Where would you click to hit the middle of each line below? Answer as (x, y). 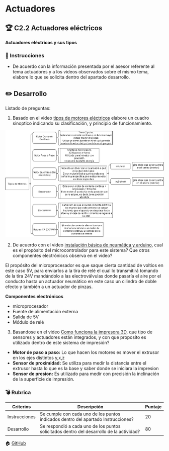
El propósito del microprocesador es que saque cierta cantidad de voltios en (84, 265)
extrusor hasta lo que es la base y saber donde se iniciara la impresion (86, 369)
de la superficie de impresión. (43, 379)
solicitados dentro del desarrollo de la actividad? (90, 432)
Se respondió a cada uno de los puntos (80, 426)
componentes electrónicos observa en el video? (62, 256)
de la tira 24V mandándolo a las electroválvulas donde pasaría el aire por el (83, 276)
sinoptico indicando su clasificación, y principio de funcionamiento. (82, 123)
